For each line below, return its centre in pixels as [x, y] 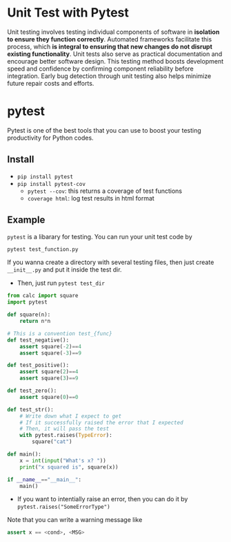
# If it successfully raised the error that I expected [102, 422]
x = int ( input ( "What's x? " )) [63, 460]
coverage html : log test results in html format [91, 198]
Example [26, 220]
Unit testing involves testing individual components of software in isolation [113, 32]
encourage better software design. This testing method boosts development [115, 61]
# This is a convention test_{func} [60, 333]
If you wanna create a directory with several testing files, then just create [111, 262]
